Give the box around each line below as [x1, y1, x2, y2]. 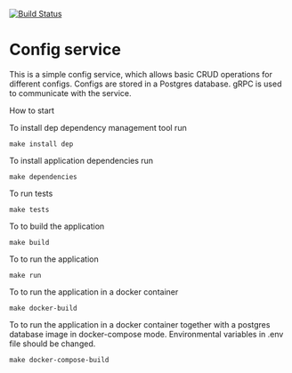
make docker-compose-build [9, 355, 109, 364]
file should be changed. [9, 338, 96, 349]
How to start [9, 105, 55, 116]
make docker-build [9, 304, 77, 312]
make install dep [9, 139, 74, 149]
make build [9, 238, 50, 247]
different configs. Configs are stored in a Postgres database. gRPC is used [9, 78, 282, 89]
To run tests [9, 188, 53, 199]
